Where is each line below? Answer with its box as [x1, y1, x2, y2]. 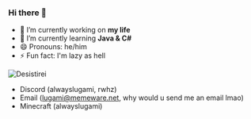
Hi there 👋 [8, 7, 48, 18]
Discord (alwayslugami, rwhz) [19, 85, 117, 94]
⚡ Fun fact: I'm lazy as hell [19, 51, 105, 60]
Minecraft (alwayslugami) [19, 102, 103, 111]
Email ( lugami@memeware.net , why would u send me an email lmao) [19, 93, 244, 102]
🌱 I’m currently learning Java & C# [19, 33, 132, 43]
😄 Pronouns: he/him [19, 42, 87, 52]
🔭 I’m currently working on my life [19, 25, 131, 35]
